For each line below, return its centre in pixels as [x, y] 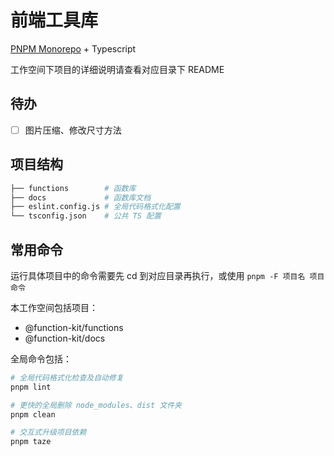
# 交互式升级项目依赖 [48, 432]
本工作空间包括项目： [54, 307]
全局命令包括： [41, 358]
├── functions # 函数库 [73, 188]
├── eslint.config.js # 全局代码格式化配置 [95, 207]
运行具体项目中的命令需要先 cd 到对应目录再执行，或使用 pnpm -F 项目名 [158, 275]
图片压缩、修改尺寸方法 [73, 130]
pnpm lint [31, 387]
